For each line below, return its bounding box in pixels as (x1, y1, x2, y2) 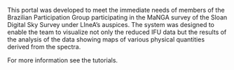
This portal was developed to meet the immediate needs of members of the (7, 6, 226, 14)
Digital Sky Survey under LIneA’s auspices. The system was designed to (7, 21, 215, 28)
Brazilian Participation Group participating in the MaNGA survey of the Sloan (7, 13, 228, 21)
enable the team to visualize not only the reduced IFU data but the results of (7, 28, 227, 36)
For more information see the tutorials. (7, 56, 118, 64)
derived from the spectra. (7, 43, 81, 51)
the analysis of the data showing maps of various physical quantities (7, 35, 205, 44)
